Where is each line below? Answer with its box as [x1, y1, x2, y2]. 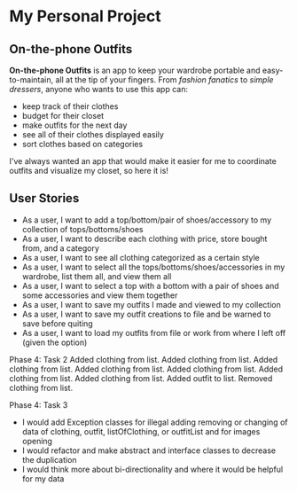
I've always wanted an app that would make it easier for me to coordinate [9, 156, 277, 166]
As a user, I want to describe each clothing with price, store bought [21, 233, 268, 244]
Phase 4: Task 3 [9, 399, 68, 410]
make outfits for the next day [21, 120, 128, 130]
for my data [21, 473, 65, 484]
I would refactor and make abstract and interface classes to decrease [21, 445, 277, 456]
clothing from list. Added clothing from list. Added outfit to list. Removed [9, 372, 273, 383]
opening [21, 435, 53, 446]
